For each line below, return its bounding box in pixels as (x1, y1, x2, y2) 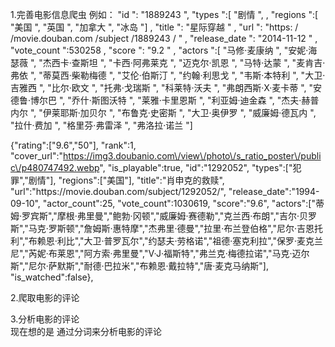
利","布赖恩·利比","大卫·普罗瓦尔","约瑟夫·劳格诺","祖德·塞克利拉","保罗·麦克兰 (10, 235, 324, 247)
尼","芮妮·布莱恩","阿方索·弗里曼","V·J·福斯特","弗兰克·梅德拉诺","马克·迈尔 (10, 248, 310, 259)
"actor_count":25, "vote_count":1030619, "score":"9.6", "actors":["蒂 (42, 198, 325, 209)
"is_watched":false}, (10, 271, 94, 283)
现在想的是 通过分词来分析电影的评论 (10, 326, 162, 337)
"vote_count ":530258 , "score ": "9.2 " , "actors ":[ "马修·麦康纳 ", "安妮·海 (10, 44, 318, 56)
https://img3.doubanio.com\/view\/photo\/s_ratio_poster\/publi (63, 150, 322, 162)
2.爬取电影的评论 (10, 292, 80, 303)
